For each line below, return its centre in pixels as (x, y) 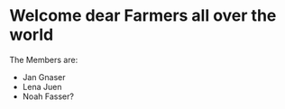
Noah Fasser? (48, 96)
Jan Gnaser (44, 77)
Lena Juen (42, 86)
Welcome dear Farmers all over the (143, 16)
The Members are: (44, 59)
